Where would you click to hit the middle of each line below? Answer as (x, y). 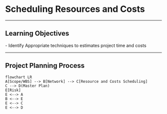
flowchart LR (19, 77)
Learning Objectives (37, 33)
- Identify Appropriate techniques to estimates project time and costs (76, 45)
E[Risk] (13, 90)
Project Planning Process (45, 66)
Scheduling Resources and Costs (75, 9)
